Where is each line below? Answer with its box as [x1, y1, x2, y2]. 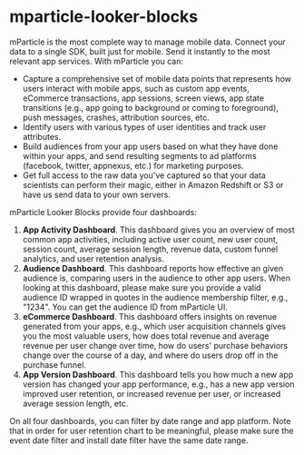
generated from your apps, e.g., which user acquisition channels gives [22, 321, 287, 331]
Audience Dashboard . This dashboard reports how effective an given [22, 262, 284, 273]
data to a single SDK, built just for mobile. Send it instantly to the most [9, 45, 270, 56]
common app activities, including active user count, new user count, [22, 233, 279, 244]
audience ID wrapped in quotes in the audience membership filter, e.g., [22, 292, 289, 302]
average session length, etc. [22, 398, 129, 409]
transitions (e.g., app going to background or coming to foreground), [22, 102, 279, 113]
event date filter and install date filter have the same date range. [9, 434, 249, 446]
